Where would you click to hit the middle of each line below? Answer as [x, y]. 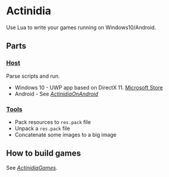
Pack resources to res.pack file [53, 122]
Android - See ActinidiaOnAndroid [57, 94]
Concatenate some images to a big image [66, 134]
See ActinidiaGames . [32, 167]
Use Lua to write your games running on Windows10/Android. [81, 27]
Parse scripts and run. [33, 76]
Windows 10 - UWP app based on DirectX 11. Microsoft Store [89, 87]
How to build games [44, 154]
